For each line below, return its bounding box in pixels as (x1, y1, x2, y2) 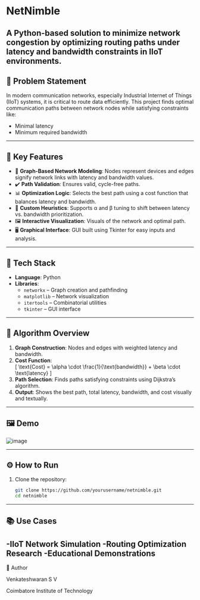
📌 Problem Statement (6, 76, 87, 86)
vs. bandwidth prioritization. (14, 211, 84, 218)
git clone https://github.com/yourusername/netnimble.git (14, 487, 162, 493)
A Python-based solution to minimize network (6, 28, 180, 38)
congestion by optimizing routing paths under (6, 37, 180, 47)
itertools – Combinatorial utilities (23, 299, 107, 307)
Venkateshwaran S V (6, 576, 58, 583)
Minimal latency (14, 122, 54, 129)
